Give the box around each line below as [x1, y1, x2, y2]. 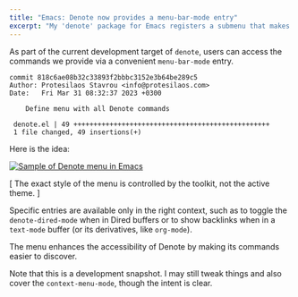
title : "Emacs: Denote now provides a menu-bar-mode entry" [9, 13, 239, 22]
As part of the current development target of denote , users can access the [9, 46, 283, 56]
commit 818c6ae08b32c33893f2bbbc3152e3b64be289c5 [9, 72, 199, 81]
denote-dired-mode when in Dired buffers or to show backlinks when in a [9, 214, 276, 225]
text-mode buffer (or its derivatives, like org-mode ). [9, 224, 192, 234]
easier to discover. [9, 250, 78, 261]
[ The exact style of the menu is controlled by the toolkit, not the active [9, 178, 270, 189]
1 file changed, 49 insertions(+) [13, 127, 142, 137]
